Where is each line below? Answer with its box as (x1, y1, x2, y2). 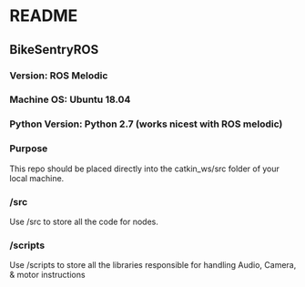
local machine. (9, 172, 65, 183)
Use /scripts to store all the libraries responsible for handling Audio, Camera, (9, 260, 297, 271)
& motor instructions (9, 270, 86, 281)
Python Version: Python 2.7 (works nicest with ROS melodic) (9, 118, 283, 130)
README (9, 5, 78, 26)
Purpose (9, 142, 48, 155)
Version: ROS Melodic (9, 69, 108, 82)
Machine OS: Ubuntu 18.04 (9, 93, 131, 106)
